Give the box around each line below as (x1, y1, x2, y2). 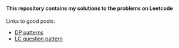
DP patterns (14, 29, 44, 36)
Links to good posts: (6, 18, 56, 25)
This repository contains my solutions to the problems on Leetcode (6, 5, 173, 12)
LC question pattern (14, 35, 63, 42)
